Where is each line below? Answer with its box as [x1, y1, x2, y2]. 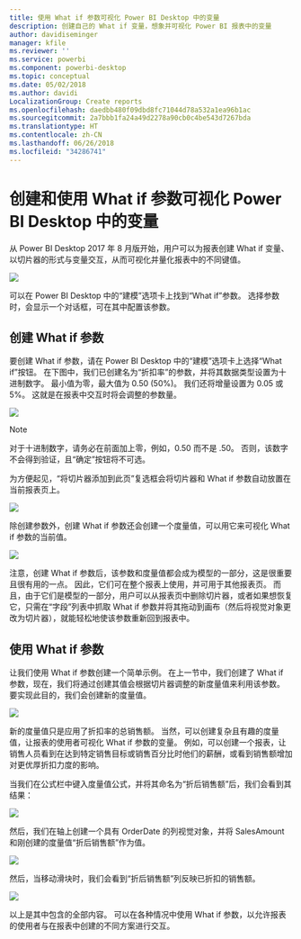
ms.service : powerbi [9, 55, 87, 64]
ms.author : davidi [9, 88, 78, 97]
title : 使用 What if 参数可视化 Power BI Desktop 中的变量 [9, 13, 220, 23]
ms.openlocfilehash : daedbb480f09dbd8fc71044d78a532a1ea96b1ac [9, 105, 252, 114]
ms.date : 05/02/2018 [9, 80, 87, 89]
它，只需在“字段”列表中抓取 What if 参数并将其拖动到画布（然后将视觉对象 [9, 601, 284, 612]
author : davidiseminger [9, 30, 99, 39]
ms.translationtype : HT [9, 122, 99, 131]
